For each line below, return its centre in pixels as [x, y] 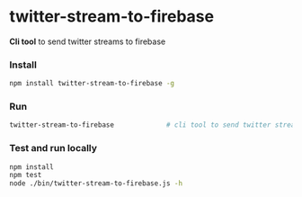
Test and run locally [53, 148]
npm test [26, 175]
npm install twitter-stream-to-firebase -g [92, 84]
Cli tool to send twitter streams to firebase [88, 41]
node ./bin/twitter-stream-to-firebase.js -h [96, 184]
